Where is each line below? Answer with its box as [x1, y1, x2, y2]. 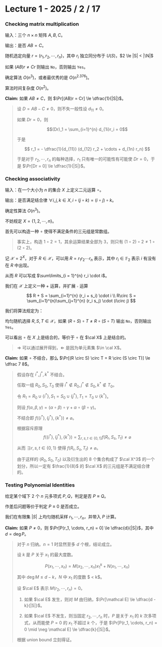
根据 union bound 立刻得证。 [16, 637, 74, 643]
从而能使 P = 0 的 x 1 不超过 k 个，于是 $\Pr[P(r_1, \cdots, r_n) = [32, 619, 158, 627]
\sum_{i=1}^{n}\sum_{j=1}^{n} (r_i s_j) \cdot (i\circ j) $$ [26, 298, 136, 303]
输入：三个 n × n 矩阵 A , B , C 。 [5, 32, 65, 38]
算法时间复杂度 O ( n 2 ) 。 [5, 84, 52, 91]
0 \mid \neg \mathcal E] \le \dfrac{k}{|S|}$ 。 [24, 627, 113, 632]
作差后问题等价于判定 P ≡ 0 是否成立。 [5, 504, 82, 509]
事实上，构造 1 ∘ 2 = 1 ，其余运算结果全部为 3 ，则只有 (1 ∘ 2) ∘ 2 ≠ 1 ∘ [16, 239, 155, 245]
